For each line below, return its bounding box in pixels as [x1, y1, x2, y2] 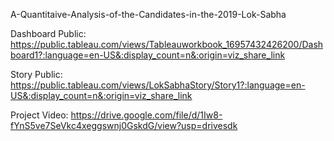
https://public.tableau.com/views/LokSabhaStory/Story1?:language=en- [10, 79, 306, 91]
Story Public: [10, 69, 63, 80]
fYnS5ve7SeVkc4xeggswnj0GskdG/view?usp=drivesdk [10, 120, 238, 131]
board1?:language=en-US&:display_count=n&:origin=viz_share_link [10, 49, 286, 61]
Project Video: [10, 109, 69, 121]
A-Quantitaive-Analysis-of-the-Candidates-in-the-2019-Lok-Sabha [10, 9, 287, 20]
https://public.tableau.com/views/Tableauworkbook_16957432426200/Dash [10, 39, 324, 50]
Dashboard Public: [10, 28, 87, 39]
